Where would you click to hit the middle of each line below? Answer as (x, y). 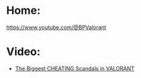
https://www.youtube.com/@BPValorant (56, 27)
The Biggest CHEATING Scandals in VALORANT (75, 68)
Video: (23, 52)
